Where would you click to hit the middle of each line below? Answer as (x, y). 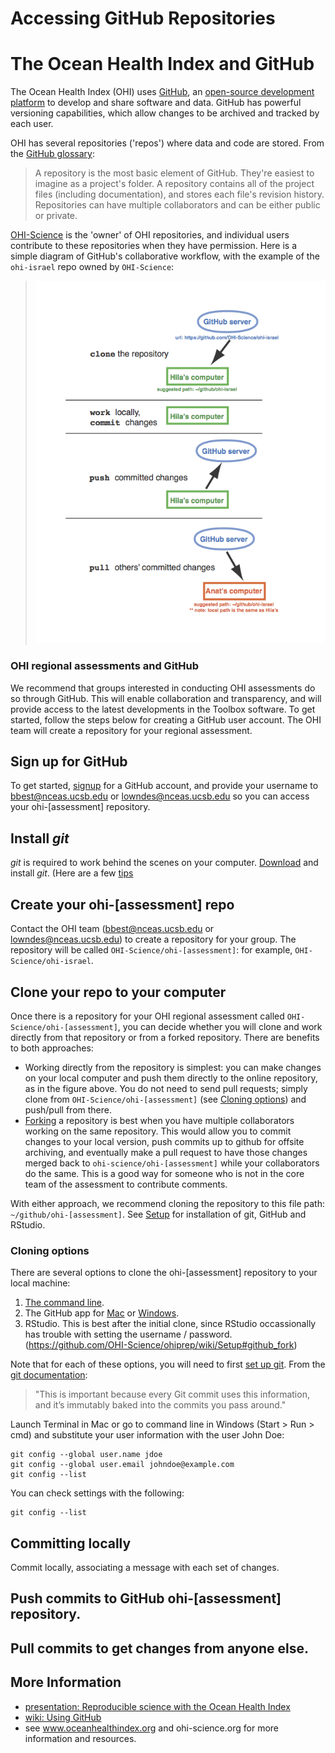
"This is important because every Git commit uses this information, (172, 1394)
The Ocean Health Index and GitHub (162, 64)
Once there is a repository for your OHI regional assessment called (147, 1016)
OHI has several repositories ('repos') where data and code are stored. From (167, 143)
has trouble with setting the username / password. (128, 1334)
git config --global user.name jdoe (86, 1455)
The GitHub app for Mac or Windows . (102, 1313)
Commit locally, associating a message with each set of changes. (145, 1568)
